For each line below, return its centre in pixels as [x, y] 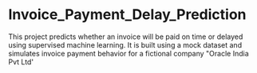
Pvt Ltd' [21, 62]
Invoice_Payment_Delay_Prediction [127, 15]
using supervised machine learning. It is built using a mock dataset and [125, 44]
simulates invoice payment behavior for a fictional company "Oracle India [128, 53]
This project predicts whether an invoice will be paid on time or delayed [126, 36]
